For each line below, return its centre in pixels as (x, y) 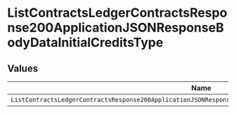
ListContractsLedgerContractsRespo (117, 13)
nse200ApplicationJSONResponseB (116, 28)
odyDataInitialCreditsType (85, 43)
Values (23, 68)
